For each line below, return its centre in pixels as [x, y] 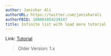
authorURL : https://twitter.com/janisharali [53, 15]
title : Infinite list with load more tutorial [56, 24]
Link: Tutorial [19, 39]
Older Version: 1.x [36, 48]
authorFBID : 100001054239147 [36, 19]
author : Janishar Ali [28, 10]
